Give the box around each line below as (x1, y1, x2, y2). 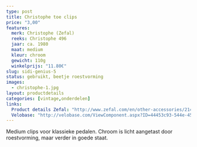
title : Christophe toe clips (6, 14, 77, 20)
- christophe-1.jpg (11, 85, 59, 91)
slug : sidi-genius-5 (6, 69, 57, 74)
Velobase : (11, 112, 35, 118)
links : (6, 101, 22, 107)
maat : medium (11, 47, 43, 53)
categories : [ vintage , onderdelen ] (6, 95, 91, 101)
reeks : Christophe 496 (11, 36, 67, 42)
